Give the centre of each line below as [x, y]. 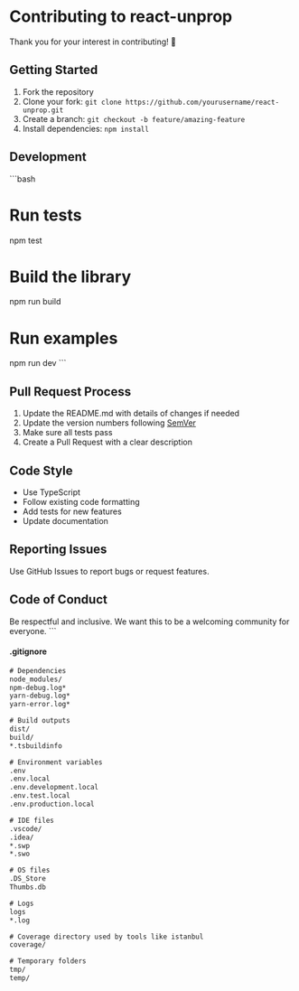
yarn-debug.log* [40, 696]
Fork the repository [58, 91]
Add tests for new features [72, 511]
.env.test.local [40, 796]
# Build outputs [40, 721]
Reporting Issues [58, 550]
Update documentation [65, 521]
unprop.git [43, 110]
